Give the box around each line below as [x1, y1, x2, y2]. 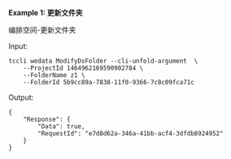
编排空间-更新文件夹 [8, 25, 76, 35]
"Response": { [23, 115, 71, 123]
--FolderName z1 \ [23, 71, 85, 79]
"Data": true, [37, 122, 85, 131]
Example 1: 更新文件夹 [8, 8, 83, 17]
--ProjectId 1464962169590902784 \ [23, 64, 144, 72]
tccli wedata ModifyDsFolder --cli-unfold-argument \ [8, 57, 198, 65]
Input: [8, 41, 28, 51]
